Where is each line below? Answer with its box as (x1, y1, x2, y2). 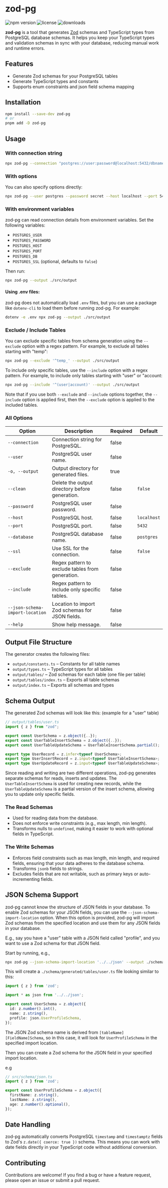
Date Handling (5, 1120, 51, 1129)
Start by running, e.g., (5, 950, 50, 956)
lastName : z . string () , (9, 1097, 57, 1102)
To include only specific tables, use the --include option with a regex (5, 367, 148, 373)
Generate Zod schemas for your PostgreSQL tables (12, 73, 118, 79)
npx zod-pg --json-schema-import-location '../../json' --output (5, 959, 144, 964)
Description (64, 427, 93, 434)
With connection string (5, 150, 62, 157)
